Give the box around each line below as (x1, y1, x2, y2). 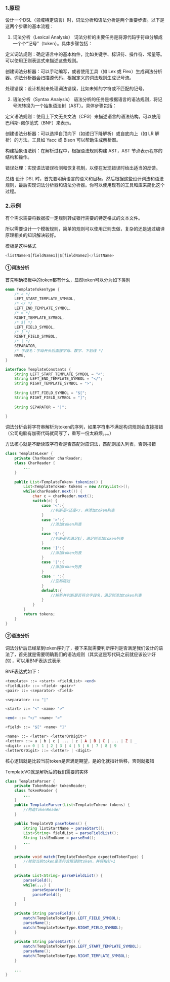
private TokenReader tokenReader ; (14, 783, 87, 789)
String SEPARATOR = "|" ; (14, 405, 67, 410)
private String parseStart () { (14, 939, 80, 944)
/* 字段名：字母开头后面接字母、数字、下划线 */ (14, 348, 104, 353)
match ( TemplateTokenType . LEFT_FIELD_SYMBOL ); (23, 915, 121, 921)
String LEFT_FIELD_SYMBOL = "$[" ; (14, 390, 87, 396)
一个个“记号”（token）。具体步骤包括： (12, 41, 93, 47)
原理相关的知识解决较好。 (5, 232, 59, 238)
